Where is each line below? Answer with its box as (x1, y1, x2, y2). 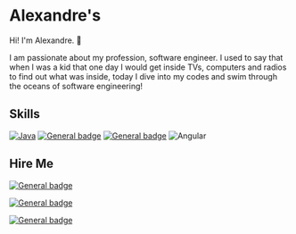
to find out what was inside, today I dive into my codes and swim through (9, 71, 278, 81)
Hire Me (9, 156, 53, 171)
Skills (9, 106, 40, 121)
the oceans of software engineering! (9, 80, 144, 91)
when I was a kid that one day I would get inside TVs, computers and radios (9, 62, 287, 72)
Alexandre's (9, 5, 101, 26)
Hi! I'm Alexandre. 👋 (9, 35, 82, 46)
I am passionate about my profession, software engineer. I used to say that (9, 52, 284, 63)
